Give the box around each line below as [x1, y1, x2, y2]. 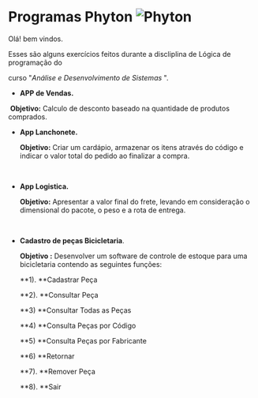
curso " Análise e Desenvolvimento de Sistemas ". [8, 73, 169, 82]
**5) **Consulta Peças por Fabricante [19, 336, 148, 345]
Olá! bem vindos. [8, 34, 63, 43]
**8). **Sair [19, 381, 62, 391]
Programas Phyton [8, 8, 133, 26]
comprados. [8, 111, 47, 122]
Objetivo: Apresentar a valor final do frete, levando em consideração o [19, 197, 250, 206]
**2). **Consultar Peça [19, 290, 99, 299]
